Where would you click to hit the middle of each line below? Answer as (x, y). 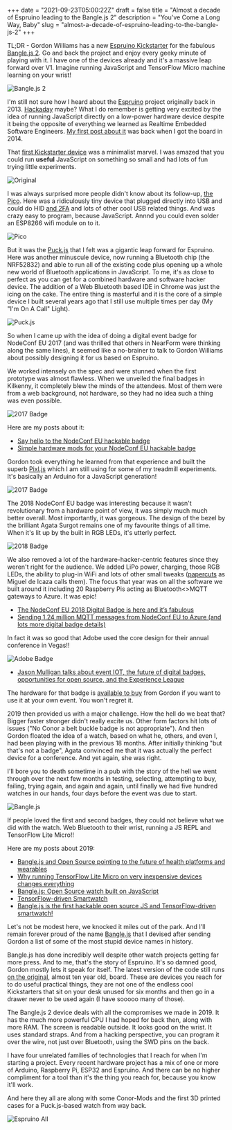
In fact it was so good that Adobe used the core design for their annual (108, 638)
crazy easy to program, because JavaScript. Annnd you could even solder (113, 215)
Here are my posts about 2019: (51, 848)
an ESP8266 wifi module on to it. (54, 223)
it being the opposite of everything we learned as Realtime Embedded (107, 124)
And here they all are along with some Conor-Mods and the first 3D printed (114, 1098)
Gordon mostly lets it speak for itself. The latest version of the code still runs (116, 970)
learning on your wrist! (39, 75)
